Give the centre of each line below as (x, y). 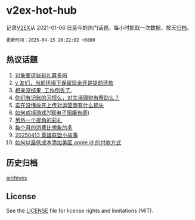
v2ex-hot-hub (42, 10)
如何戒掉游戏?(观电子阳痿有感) (52, 112)
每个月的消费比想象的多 (44, 127)
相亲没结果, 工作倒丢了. (43, 90)
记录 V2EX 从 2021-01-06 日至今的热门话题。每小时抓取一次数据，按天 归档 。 (99, 27)
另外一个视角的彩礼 (38, 120)
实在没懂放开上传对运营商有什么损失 (59, 105)
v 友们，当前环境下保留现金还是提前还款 (64, 83)
